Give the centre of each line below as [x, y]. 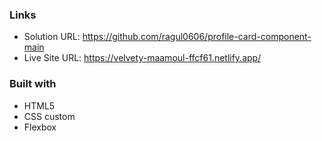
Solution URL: [52, 37]
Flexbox [40, 127]
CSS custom [49, 116]
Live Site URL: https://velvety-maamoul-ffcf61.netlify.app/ [142, 58]
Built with [33, 84]
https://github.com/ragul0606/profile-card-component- [197, 37]
